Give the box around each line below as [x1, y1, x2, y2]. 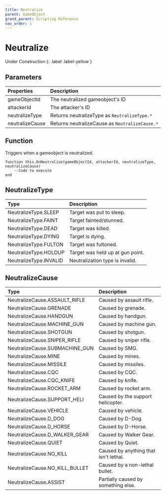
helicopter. [98, 399, 124, 406]
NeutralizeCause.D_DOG [7, 415, 65, 422]
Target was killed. [69, 225, 110, 232]
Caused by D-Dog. [98, 415, 143, 422]
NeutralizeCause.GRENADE [7, 305, 72, 312]
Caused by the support [98, 393, 152, 400]
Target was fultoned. [69, 241, 118, 247]
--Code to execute [14, 168, 52, 173]
